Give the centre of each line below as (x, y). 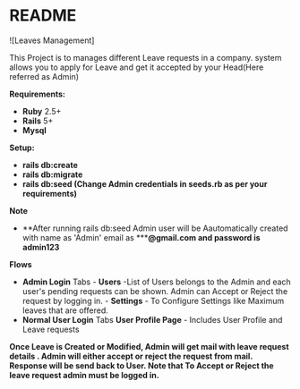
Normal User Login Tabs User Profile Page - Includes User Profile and (152, 319)
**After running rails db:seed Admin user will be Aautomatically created (155, 228)
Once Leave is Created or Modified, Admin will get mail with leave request (149, 346)
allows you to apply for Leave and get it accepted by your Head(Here (137, 67)
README (43, 16)
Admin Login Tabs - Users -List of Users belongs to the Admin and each (156, 282)
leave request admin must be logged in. (84, 375)
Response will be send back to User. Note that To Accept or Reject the (142, 365)
